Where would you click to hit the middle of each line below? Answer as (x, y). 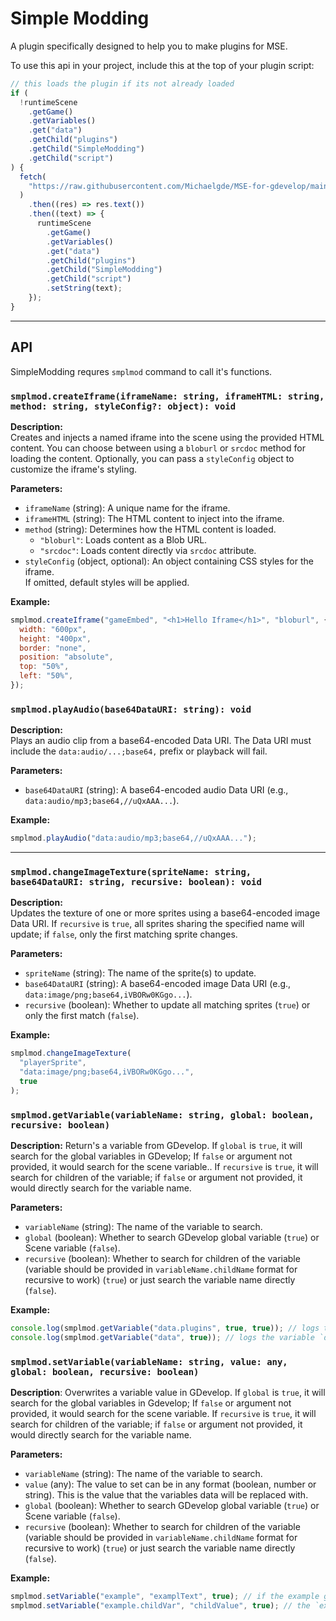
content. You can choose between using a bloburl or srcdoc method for (158, 448)
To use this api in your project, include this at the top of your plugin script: (162, 65)
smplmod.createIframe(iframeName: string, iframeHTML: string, (167, 396)
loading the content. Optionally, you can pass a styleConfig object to (152, 458)
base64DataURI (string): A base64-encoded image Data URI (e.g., (158, 984)
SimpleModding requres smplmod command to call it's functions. (141, 371)
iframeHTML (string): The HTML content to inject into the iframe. (154, 518)
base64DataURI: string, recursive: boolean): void (136, 882)
